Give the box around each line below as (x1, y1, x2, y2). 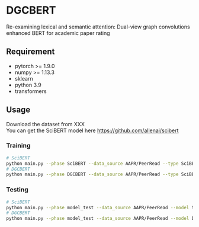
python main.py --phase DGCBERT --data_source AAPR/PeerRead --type (6, 171, 179, 178)
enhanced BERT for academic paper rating (6, 29, 111, 36)
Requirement (6, 47, 55, 57)
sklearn (14, 75, 34, 82)
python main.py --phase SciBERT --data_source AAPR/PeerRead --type (6, 161, 179, 167)
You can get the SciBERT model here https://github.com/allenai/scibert (6, 127, 179, 134)
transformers (14, 87, 47, 95)
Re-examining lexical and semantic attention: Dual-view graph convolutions (6, 23, 191, 30)
